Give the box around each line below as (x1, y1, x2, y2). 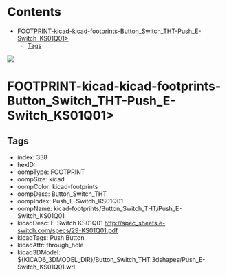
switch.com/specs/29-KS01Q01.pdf (17, 226, 118, 234)
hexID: (17, 160, 36, 168)
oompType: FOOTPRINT (17, 168, 85, 176)
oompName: (17, 204, 53, 212)
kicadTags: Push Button (17, 233, 85, 241)
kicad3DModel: (17, 248, 61, 256)
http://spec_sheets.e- (104, 219, 166, 227)
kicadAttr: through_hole (17, 241, 84, 249)
